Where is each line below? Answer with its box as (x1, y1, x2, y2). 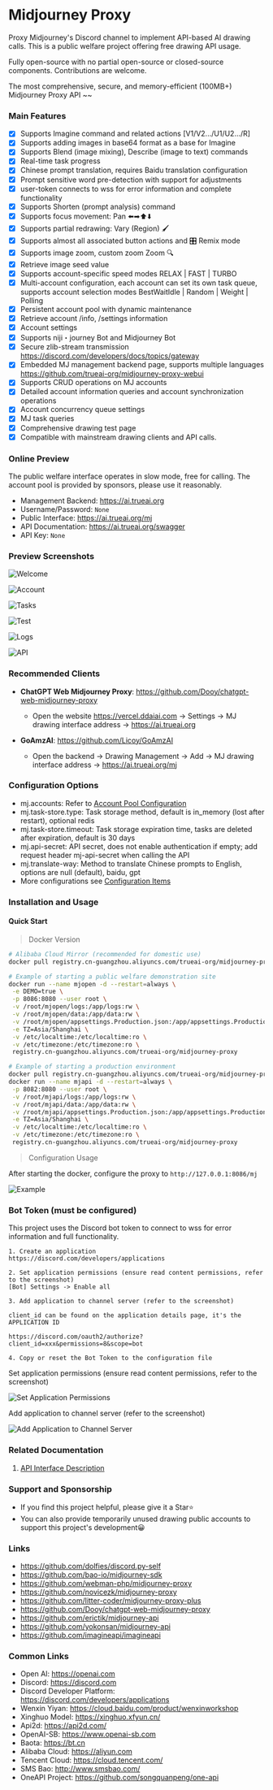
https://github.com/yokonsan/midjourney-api (19, 1622, 171, 1632)
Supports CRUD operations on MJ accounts (19, 378, 167, 388)
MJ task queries (19, 414, 75, 423)
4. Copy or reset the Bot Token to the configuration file (8, 1354, 213, 1363)
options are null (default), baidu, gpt (19, 867, 141, 877)
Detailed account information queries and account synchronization (19, 387, 244, 397)
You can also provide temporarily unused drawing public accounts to (19, 1514, 251, 1523)
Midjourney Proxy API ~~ (8, 89, 93, 99)
